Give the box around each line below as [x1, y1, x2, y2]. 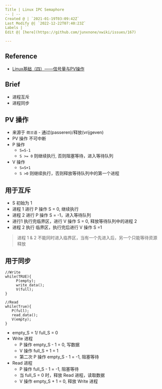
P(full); [11, 308, 29, 313]
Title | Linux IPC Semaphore [5, 7, 64, 12]
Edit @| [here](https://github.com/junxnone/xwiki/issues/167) [5, 30, 137, 35]
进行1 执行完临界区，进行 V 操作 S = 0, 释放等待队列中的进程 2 [12, 218, 137, 224]
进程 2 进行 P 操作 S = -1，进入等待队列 [12, 212, 91, 218]
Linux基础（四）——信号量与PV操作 [12, 65, 84, 71]
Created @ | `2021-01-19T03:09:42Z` [5, 16, 80, 21]
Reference [5, 52, 38, 61]
